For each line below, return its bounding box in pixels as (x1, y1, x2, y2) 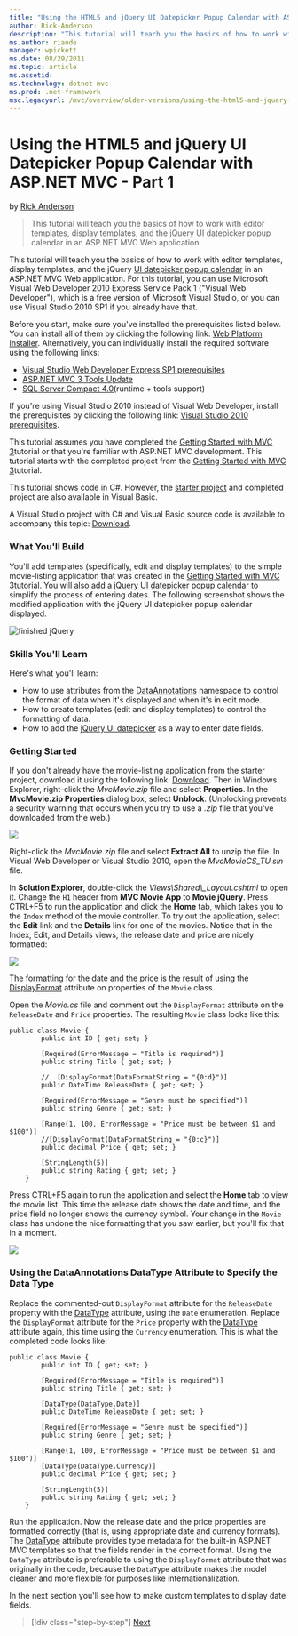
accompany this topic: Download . (9, 518, 131, 529)
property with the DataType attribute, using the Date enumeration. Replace (9, 1307, 281, 1318)
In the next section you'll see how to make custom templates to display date (9, 1590, 286, 1600)
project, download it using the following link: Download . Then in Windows (9, 774, 278, 785)
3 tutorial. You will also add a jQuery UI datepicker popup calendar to (9, 580, 259, 590)
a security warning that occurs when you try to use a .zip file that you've (9, 803, 274, 814)
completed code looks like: (9, 1335, 108, 1346)
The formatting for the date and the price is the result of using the (9, 973, 249, 983)
